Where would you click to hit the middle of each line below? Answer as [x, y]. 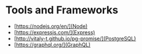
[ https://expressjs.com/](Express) [54, 32]
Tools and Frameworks [62, 10]
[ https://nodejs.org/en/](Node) [51, 26]
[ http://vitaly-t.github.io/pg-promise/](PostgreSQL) [75, 38]
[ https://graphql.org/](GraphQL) [52, 45]
